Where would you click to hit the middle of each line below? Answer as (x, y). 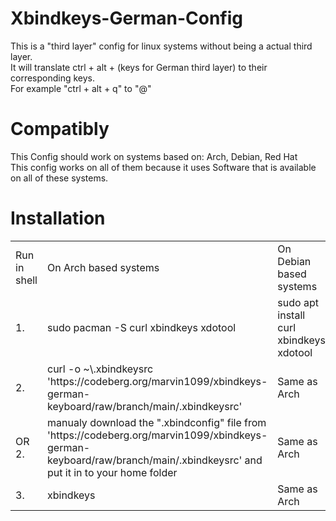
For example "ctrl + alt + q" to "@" (81, 88)
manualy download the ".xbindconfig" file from (156, 422)
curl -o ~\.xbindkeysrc (100, 369)
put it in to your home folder (112, 472)
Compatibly (60, 129)
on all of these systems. (59, 178)
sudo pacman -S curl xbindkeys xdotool (141, 327)
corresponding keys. (53, 78)
